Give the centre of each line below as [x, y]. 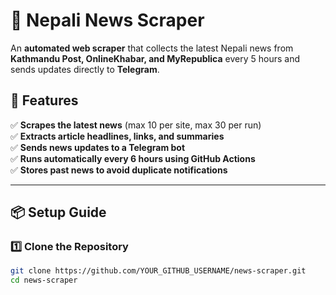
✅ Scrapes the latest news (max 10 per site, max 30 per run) [136, 125]
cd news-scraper [44, 280]
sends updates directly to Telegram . [85, 69]
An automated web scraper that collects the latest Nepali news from [152, 48]
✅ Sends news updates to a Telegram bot [98, 147]
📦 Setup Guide [58, 212]
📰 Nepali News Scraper [107, 20]
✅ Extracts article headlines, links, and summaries [117, 136]
